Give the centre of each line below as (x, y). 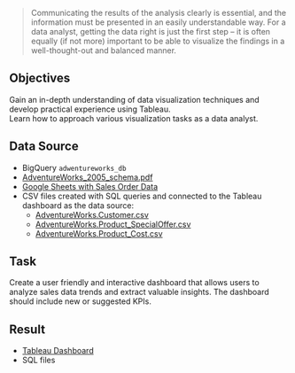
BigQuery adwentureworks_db (74, 167)
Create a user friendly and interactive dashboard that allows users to (134, 283)
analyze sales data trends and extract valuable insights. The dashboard (139, 292)
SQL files (39, 360)
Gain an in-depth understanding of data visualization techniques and (134, 99)
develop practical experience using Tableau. (90, 109)
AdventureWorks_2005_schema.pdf (87, 177)
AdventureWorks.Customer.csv (92, 214)
